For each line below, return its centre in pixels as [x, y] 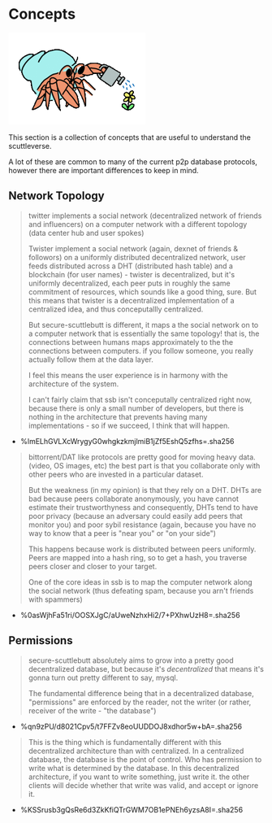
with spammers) [55, 599]
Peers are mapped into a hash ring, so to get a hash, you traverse [138, 557]
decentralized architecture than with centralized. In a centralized [136, 751]
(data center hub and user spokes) [86, 233]
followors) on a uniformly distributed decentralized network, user [137, 257]
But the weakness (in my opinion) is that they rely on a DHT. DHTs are [145, 490]
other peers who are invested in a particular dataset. [116, 474]
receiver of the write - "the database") [92, 710]
